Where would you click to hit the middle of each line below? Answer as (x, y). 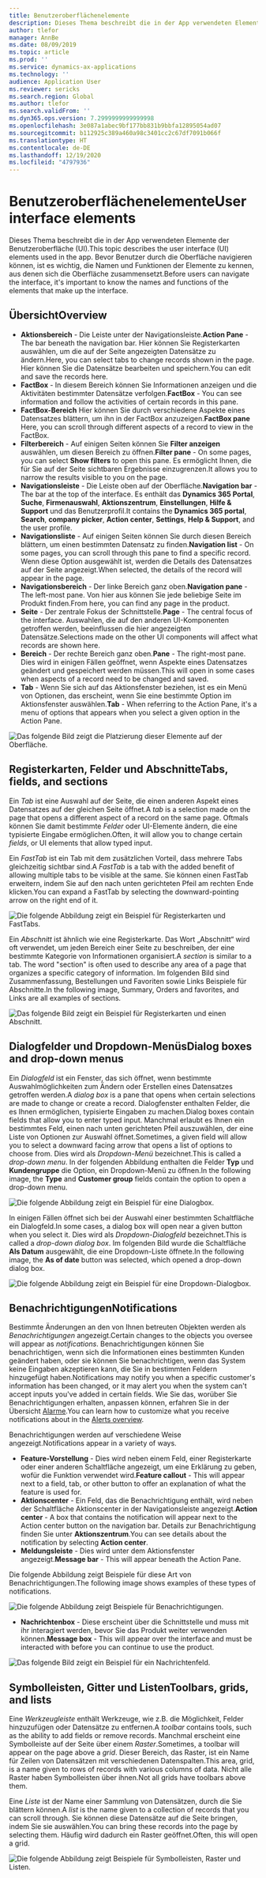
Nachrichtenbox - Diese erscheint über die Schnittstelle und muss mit (135, 1622)
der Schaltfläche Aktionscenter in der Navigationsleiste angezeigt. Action (139, 1509)
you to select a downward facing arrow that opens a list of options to (121, 1145)
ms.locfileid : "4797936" (50, 163)
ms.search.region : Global (51, 96)
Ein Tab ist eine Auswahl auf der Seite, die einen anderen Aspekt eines (124, 801)
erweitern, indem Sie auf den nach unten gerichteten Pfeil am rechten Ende (131, 883)
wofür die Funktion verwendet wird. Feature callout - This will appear (133, 1476)
